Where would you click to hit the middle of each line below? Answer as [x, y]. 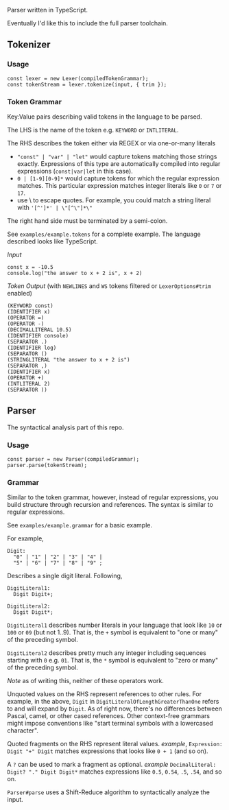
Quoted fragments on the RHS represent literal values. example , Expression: [115, 744]
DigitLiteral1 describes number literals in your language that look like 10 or [115, 625]
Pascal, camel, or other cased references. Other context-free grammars [109, 716]
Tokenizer [29, 45]
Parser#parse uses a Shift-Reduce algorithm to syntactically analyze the [109, 792]
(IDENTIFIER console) [38, 335]
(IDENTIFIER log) [32, 348]
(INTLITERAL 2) [29, 383]
